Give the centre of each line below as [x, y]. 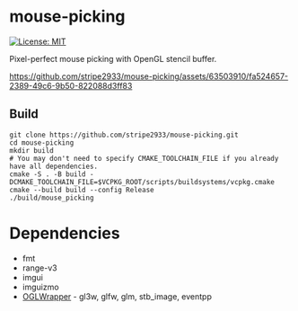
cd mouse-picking [42, 142]
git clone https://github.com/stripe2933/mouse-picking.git [124, 135]
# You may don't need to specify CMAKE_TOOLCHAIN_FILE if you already [144, 158]
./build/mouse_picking [52, 198]
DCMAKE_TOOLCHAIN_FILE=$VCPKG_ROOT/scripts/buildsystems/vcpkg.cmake [142, 182]
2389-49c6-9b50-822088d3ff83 [71, 85]
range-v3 [39, 268]
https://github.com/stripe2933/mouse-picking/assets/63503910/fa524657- [149, 76]
